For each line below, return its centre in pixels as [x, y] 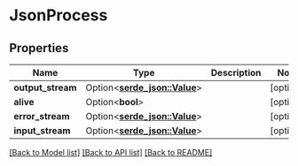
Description [236, 73]
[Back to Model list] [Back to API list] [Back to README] [111, 152]
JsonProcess [59, 15]
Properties [39, 48]
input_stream [42, 131]
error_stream [42, 116]
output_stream [45, 87]
